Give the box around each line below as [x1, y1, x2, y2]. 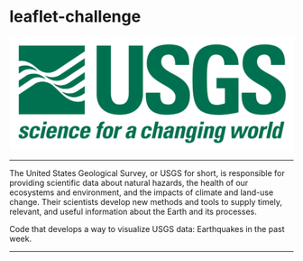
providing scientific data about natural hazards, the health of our [9, 178, 249, 189]
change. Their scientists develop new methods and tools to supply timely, [9, 197, 282, 208]
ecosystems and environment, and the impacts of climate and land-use [9, 187, 274, 198]
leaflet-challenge [9, 6, 142, 27]
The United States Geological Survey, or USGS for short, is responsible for [9, 168, 286, 179]
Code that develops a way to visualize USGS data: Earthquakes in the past [9, 224, 286, 235]
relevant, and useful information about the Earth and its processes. [9, 206, 257, 218]
